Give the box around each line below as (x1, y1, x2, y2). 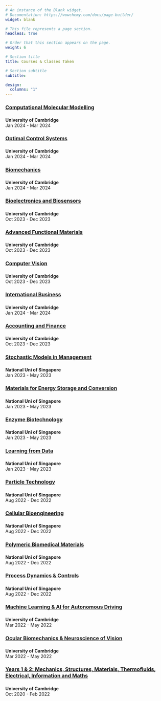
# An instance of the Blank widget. (5, 7, 83, 13)
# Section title (5, 54, 40, 59)
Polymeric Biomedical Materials (5, 541, 84, 548)
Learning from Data (5, 447, 54, 454)
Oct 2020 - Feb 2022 (5, 691, 50, 697)
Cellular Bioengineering (5, 510, 64, 517)
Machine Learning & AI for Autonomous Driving (5, 603, 123, 610)
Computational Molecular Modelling (5, 103, 95, 111)
